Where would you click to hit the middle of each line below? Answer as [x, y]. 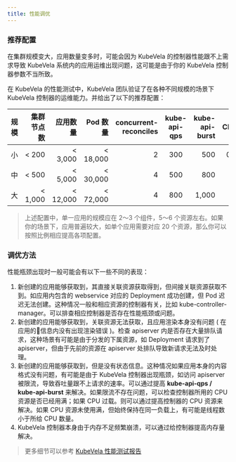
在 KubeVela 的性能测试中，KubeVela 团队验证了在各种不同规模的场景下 [111, 89]
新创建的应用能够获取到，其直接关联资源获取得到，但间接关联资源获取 [119, 287]
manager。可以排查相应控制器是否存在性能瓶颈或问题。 [98, 313]
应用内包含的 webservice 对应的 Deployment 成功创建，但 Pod [127, 295]
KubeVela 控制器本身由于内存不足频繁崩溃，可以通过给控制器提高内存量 [121, 428]
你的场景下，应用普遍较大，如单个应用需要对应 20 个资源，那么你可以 [125, 226]
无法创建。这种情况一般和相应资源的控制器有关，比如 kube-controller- [125, 304]
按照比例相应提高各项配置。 [65, 235]
